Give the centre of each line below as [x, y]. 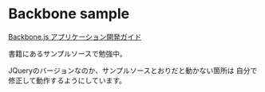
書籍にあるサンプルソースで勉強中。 [67, 53]
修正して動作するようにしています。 [67, 80]
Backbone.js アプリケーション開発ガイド [75, 36]
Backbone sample [69, 14]
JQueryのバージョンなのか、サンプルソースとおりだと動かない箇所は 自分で [133, 70]
